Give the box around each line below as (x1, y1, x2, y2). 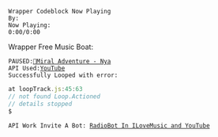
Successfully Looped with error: (8, 71, 118, 79)
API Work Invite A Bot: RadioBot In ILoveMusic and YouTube (8, 121, 211, 130)
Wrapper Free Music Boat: (8, 42, 93, 51)
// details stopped (8, 100, 73, 108)
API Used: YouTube (8, 64, 66, 72)
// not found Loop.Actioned (8, 92, 101, 101)
